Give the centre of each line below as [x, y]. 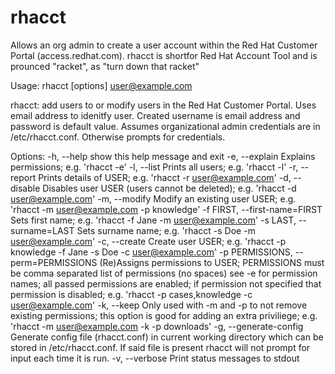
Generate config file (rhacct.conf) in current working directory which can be [167, 337]
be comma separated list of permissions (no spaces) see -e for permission [164, 273]
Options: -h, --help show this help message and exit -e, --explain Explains [163, 156]
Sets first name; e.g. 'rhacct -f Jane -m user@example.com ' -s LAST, [153, 220]
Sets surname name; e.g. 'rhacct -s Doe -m [166, 230]
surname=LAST [42, 230]
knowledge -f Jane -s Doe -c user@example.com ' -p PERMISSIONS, [151, 252]
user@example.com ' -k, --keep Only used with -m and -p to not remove [159, 305]
